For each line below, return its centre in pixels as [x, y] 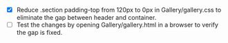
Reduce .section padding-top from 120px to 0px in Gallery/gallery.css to [119, 10]
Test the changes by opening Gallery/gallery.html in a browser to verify [117, 25]
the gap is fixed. [39, 33]
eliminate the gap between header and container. [86, 18]
